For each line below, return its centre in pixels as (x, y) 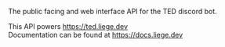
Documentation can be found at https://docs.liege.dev (96, 35)
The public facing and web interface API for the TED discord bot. (112, 11)
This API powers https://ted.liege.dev (68, 26)
